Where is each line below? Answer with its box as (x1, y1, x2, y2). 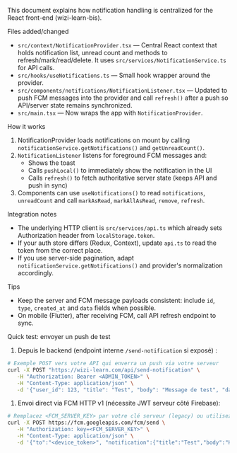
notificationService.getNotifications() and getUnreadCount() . (17, 144, 205, 151)
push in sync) (28, 181, 68, 190)
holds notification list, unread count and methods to (17, 49, 168, 57)
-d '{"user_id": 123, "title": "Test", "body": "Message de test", (16, 386, 219, 394)
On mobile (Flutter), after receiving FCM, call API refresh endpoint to (17, 311, 217, 319)
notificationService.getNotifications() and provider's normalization (17, 261, 224, 270)
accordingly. (17, 269, 54, 277)
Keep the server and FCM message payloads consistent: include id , (17, 297, 215, 304)
